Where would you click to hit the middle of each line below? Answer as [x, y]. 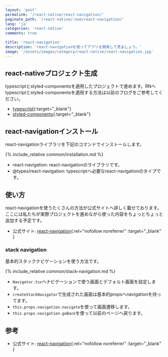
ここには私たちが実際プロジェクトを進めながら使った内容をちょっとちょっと [84, 214]
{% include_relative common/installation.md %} [54, 154]
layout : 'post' [21, 10]
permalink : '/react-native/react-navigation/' [55, 15]
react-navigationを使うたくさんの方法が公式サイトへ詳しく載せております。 [83, 208]
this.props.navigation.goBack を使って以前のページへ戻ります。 [79, 313]
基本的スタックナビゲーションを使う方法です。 [53, 261]
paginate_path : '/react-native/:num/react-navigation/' [65, 19]
